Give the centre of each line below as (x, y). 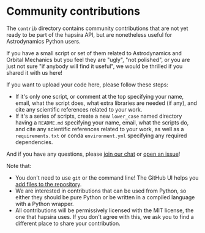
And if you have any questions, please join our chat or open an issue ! (93, 154)
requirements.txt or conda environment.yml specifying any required (101, 136)
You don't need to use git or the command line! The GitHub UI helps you (107, 178)
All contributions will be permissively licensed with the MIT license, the (104, 210)
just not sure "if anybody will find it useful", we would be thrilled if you (95, 66)
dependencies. (34, 142)
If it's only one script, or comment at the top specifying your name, (99, 96)
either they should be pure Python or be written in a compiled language (105, 197)
